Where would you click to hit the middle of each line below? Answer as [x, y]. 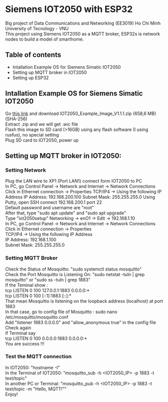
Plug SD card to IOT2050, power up [42, 140]
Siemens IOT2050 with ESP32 [69, 9]
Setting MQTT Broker [31, 258]
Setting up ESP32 [31, 78]
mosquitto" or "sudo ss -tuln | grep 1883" [48, 280]
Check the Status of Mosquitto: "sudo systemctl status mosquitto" [73, 269]
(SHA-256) [16, 118]
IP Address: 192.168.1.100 [31, 240]
